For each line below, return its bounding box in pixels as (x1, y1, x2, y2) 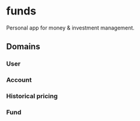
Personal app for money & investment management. (6, 24, 135, 31)
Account (6, 76, 32, 84)
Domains (6, 42, 40, 52)
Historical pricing (6, 92, 58, 101)
